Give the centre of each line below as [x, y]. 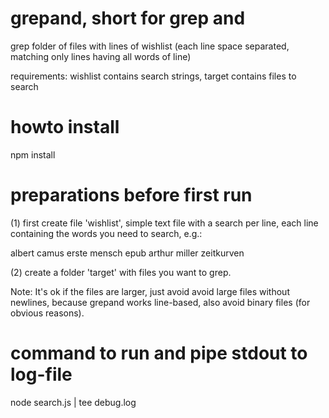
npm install [33, 154]
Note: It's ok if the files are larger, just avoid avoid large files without [150, 291]
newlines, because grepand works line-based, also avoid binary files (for [160, 302]
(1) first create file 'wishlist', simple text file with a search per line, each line [164, 223]
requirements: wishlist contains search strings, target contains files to [153, 76]
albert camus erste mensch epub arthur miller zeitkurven [127, 253]
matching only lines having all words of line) [101, 56]
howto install [65, 127]
